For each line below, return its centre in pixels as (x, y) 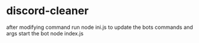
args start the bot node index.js (45, 33)
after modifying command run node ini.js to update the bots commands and (100, 27)
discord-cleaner (47, 11)
